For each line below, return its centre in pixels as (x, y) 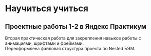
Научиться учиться (47, 9)
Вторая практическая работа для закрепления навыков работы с (73, 38)
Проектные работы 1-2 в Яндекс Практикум (76, 27)
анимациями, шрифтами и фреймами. (45, 43)
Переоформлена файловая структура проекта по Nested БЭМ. (70, 48)
